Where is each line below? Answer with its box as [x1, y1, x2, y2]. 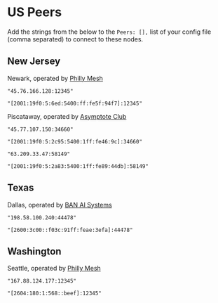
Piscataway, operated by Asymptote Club [7, 112, 127, 120]
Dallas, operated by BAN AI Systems [7, 200, 112, 209]
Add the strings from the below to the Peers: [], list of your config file [7, 27, 212, 36]
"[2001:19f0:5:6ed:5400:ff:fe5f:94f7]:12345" [7, 100, 142, 107]
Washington [7, 245, 62, 257]
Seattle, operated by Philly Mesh [7, 264, 102, 273]
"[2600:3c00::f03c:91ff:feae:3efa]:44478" [7, 226, 133, 233]
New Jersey [7, 56, 61, 67]
